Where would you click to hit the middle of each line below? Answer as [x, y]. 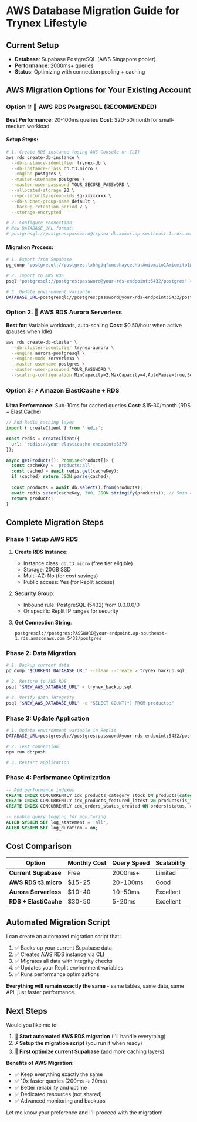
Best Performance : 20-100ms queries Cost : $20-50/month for [82, 119]
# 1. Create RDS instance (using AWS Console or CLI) [73, 152]
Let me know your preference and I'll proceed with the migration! [84, 1113]
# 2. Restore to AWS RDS [36, 682]
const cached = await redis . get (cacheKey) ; [65, 471]
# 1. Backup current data [38, 665]
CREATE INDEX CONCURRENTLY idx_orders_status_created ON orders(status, [97, 806]
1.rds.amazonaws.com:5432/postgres [58, 639]
